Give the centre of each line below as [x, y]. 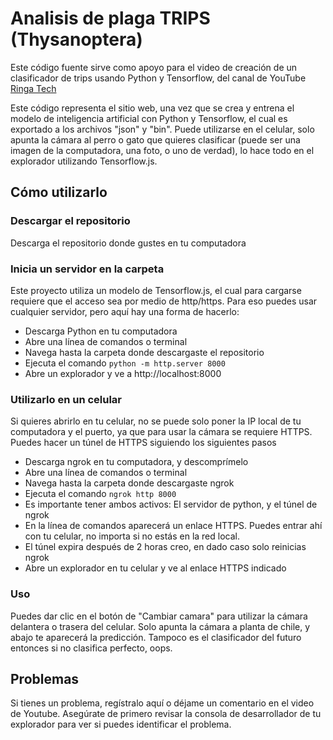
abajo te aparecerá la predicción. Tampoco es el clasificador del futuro [156, 637]
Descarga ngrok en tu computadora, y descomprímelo [136, 462]
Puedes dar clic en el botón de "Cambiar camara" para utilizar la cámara [159, 616]
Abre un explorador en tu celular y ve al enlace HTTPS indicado [155, 568]
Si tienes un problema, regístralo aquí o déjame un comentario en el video [162, 703]
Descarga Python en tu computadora [101, 331]
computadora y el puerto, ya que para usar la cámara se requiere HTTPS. [161, 432]
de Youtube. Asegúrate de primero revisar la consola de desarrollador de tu [166, 714]
